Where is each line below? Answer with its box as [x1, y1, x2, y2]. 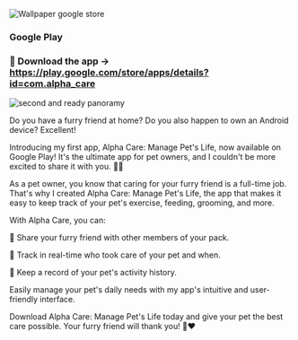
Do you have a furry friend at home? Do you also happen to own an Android [9, 115, 289, 126]
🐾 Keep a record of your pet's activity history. [9, 267, 177, 278]
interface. [39, 294, 76, 305]
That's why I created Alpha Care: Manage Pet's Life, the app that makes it [9, 188, 282, 199]
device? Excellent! [9, 125, 76, 135]
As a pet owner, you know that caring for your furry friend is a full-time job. [9, 179, 287, 189]
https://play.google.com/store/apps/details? [9, 65, 209, 78]
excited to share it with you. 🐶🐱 [9, 161, 124, 172]
